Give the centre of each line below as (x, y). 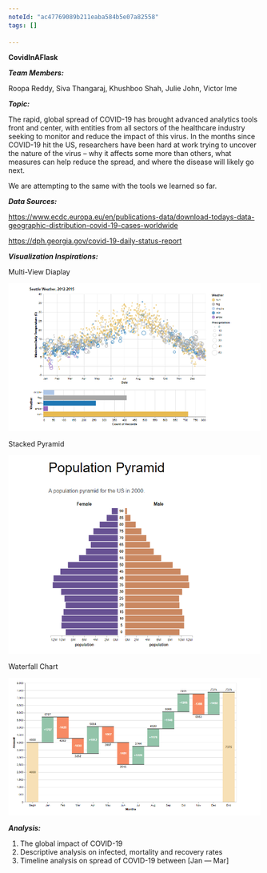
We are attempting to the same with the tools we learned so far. (113, 186)
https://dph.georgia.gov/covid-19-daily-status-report (95, 241)
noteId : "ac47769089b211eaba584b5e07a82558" (84, 17)
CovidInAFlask (33, 58)
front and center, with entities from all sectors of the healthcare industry (127, 128)
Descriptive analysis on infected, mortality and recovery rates (121, 851)
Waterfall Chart (33, 667)
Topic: (19, 104)
